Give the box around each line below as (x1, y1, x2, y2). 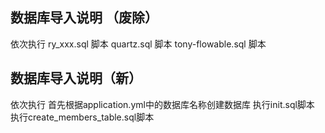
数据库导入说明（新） (10, 70, 142, 87)
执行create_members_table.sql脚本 (10, 111, 155, 123)
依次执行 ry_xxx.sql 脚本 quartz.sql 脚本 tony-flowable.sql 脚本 (10, 38, 267, 50)
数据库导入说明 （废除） (10, 9, 158, 27)
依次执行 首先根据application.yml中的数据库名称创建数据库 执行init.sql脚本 (10, 98, 315, 110)
